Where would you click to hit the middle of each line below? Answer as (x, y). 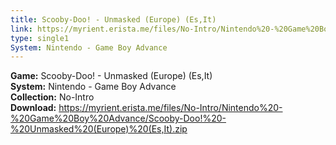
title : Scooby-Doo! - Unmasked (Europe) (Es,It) (113, 19)
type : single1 (40, 38)
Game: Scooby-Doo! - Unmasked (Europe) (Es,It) (111, 76)
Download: (33, 108)
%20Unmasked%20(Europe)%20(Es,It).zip (99, 129)
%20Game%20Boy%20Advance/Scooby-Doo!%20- (118, 118)
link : (21, 29)
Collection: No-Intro (52, 97)
